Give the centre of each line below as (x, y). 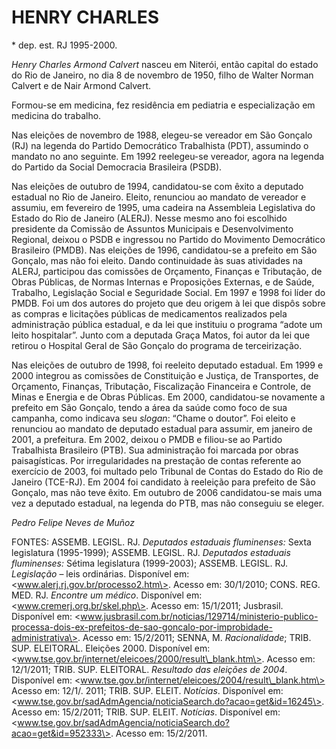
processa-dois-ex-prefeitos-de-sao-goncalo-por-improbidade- (142, 627)
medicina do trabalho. (56, 115)
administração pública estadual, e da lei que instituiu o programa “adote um (167, 324)
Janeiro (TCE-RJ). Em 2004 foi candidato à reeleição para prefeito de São (163, 482)
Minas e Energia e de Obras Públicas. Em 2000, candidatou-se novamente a (168, 397)
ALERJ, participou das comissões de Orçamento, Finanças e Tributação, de (167, 271)
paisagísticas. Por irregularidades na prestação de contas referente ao (156, 460)
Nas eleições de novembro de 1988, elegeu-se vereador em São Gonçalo (162, 135)
